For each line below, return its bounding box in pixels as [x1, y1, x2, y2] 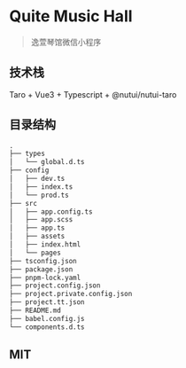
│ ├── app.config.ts [9, 207, 93, 216]
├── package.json [9, 264, 74, 274]
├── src [9, 199, 38, 207]
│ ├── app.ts [9, 223, 66, 232]
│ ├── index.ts [9, 182, 74, 192]
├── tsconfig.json [9, 256, 77, 265]
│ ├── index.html [9, 240, 81, 249]
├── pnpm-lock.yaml [9, 273, 81, 282]
